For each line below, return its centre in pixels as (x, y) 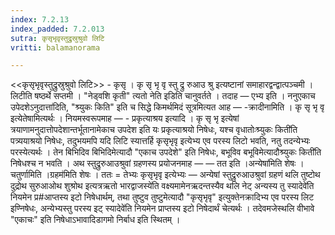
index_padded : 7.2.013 (57, 29)
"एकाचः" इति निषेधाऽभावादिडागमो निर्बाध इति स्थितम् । (95, 220)
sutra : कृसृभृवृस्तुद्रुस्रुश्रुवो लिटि (57, 38)
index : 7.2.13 (40, 19)
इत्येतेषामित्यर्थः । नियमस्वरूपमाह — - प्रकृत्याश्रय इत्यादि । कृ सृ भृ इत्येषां (125, 118)
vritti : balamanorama (55, 47)
